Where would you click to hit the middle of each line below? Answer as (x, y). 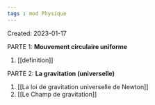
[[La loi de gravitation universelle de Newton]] (83, 86)
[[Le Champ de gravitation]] (57, 94)
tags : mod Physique (37, 13)
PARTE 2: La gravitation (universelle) (61, 73)
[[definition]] (35, 60)
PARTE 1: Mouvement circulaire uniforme (67, 46)
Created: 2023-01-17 (37, 33)
